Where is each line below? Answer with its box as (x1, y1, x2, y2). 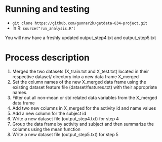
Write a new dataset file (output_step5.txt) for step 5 (12, 131, 119, 137)
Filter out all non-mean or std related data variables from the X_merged (12, 95, 157, 100)
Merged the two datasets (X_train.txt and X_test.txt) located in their (12, 68, 149, 74)
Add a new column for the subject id (12, 110, 86, 116)
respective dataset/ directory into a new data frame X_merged (12, 73, 139, 80)
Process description (5, 52, 90, 63)
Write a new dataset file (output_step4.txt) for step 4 (12, 115, 120, 122)
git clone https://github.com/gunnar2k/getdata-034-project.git (12, 21, 148, 26)
